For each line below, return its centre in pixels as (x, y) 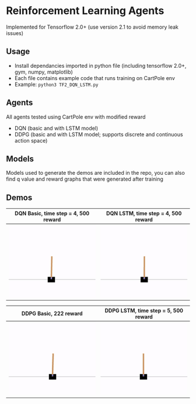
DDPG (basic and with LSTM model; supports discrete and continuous (99, 134)
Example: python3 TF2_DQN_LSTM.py (56, 84)
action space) (31, 140)
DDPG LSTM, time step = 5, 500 (144, 310)
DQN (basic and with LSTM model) (56, 128)
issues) (15, 33)
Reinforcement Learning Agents (85, 11)
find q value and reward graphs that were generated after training (85, 179)
